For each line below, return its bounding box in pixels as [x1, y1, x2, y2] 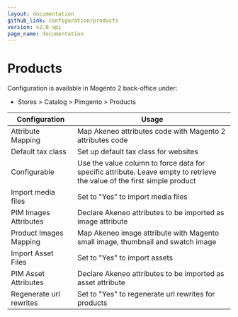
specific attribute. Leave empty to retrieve [77, 167, 217, 177]
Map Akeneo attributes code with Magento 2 [77, 127, 226, 137]
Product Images [11, 228, 64, 238]
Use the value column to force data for [77, 158, 205, 168]
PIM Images [11, 208, 51, 218]
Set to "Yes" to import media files [77, 192, 188, 202]
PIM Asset [11, 269, 45, 279]
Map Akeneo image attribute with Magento [77, 228, 220, 238]
